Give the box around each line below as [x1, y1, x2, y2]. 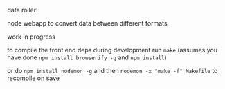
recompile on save [7, 74, 60, 82]
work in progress [7, 32, 55, 41]
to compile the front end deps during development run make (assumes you [7, 46, 218, 54]
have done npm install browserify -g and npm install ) [7, 53, 168, 61]
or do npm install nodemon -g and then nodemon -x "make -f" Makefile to [7, 67, 218, 75]
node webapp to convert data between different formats [7, 19, 168, 27]
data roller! [7, 6, 38, 14]
